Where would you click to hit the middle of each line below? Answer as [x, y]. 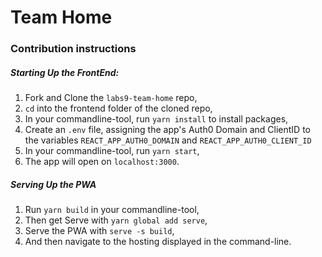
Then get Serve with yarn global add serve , [116, 220]
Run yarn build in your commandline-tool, [112, 210]
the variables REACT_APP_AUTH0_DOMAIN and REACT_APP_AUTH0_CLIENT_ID [168, 140]
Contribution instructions [73, 49]
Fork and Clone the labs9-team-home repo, [111, 98]
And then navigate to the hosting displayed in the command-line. [158, 242]
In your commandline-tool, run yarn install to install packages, [156, 119]
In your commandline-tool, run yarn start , [112, 151]
